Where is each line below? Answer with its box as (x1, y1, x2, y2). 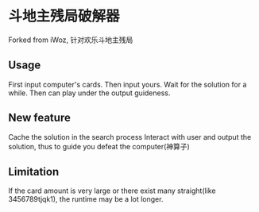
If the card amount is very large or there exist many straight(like (8, 186, 216, 195)
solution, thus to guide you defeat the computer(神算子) (8, 141, 191, 151)
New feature (8, 111, 72, 125)
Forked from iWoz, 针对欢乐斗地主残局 (8, 35, 133, 44)
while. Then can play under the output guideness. (8, 88, 171, 98)
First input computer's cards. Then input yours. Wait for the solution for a (8, 79, 247, 89)
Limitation (8, 164, 60, 179)
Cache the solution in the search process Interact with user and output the (8, 132, 252, 141)
